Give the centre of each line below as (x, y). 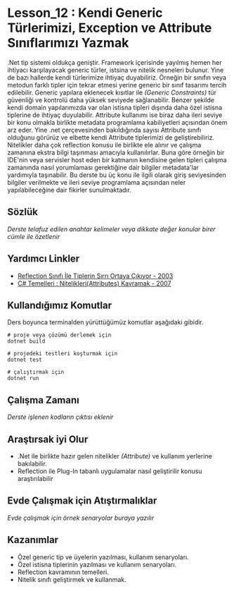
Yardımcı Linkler (44, 259)
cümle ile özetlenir (34, 236)
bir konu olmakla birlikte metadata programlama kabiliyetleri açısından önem (117, 122)
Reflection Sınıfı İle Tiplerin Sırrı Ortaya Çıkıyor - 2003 (95, 276)
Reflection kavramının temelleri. (63, 572)
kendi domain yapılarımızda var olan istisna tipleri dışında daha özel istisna (115, 107)
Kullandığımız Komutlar (60, 305)
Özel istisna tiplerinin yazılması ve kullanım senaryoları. (97, 564)
